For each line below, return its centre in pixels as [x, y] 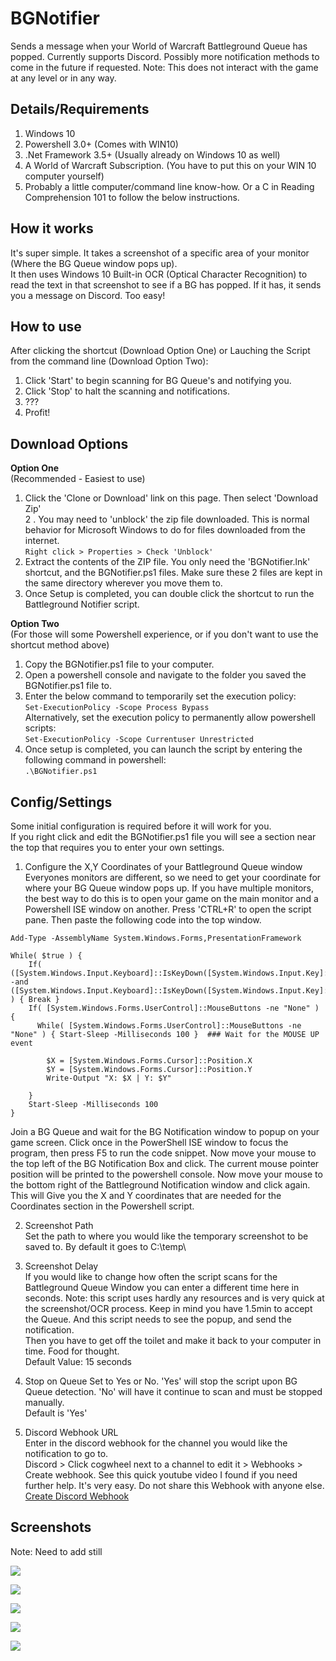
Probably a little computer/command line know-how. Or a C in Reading [169, 186]
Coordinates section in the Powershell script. [102, 1206]
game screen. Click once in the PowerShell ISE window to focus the [149, 1142]
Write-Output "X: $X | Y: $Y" [109, 1078]
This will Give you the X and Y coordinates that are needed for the [146, 1195]
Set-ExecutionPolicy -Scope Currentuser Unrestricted [139, 740]
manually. [44, 1402]
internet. [42, 541]
